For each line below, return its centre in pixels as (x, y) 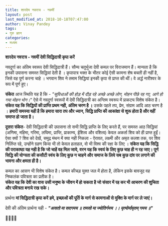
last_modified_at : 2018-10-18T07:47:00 (47, 19)
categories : (18, 38)
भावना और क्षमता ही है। (23, 161)
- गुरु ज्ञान (14, 33)
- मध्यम (11, 43)
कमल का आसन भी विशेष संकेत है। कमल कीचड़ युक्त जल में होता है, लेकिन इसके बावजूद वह (78, 171)
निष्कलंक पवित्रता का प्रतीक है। (30, 176)
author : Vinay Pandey (28, 24)
